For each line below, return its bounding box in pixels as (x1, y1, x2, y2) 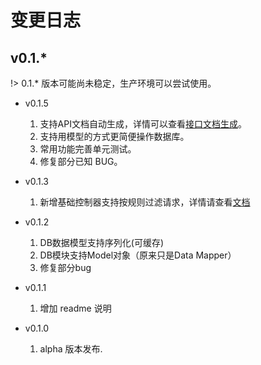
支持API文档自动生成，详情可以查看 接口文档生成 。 (39, 118, 247, 130)
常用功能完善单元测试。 (39, 143, 137, 155)
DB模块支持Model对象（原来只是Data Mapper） (39, 249, 237, 261)
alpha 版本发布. (39, 343, 103, 355)
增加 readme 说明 (39, 302, 112, 314)
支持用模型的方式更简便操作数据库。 (39, 131, 190, 142)
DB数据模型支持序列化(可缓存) (39, 237, 165, 248)
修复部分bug (39, 262, 92, 273)
